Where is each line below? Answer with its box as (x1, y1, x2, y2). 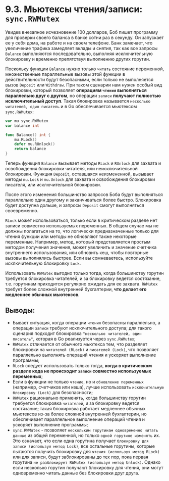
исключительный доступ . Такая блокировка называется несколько (5, 98, 151, 104)
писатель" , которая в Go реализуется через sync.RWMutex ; (12, 335, 136, 342)
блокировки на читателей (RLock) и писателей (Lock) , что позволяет (12, 346, 159, 352)
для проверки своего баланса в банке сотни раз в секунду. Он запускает (5, 34, 164, 40)
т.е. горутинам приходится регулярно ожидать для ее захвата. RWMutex (5, 281, 158, 287)
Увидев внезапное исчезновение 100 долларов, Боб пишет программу (5, 29, 158, 35)
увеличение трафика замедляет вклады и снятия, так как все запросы (5, 45, 158, 51)
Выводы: (5, 306, 35, 315)
